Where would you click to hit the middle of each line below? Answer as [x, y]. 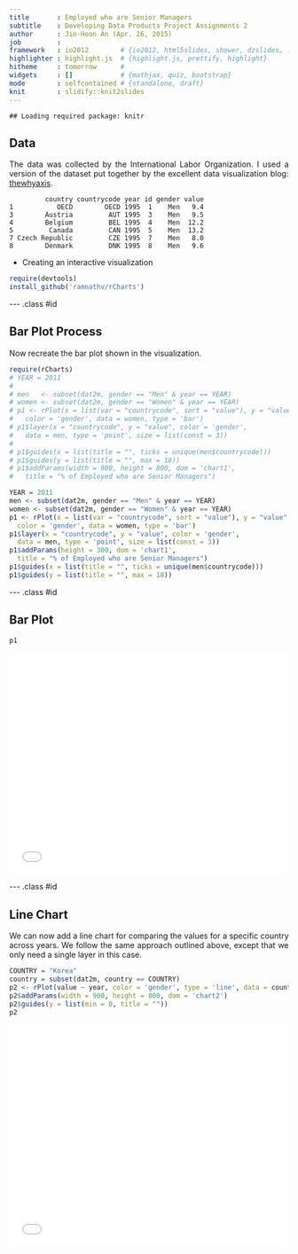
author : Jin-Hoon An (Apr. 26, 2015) [91, 34]
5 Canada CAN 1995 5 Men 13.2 [106, 231]
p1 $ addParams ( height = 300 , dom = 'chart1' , [93, 551]
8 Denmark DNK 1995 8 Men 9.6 [106, 246]
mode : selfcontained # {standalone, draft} [106, 83]
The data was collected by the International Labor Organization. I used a [149, 164]
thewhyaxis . [31, 184]
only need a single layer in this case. [75, 955]
